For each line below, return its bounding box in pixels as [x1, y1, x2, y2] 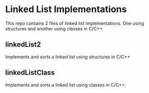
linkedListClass [5, 68, 55, 77]
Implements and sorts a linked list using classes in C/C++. [5, 82, 126, 88]
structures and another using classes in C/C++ [5, 25, 103, 31]
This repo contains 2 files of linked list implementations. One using [5, 20, 144, 26]
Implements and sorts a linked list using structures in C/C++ [5, 54, 131, 60]
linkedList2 [5, 40, 42, 49]
